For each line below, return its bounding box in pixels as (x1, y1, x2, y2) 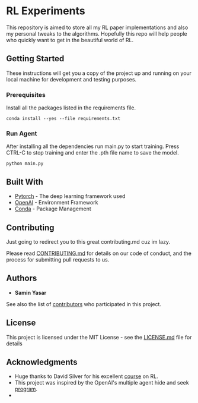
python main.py (6, 160, 44, 167)
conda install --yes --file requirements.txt (6, 116, 120, 122)
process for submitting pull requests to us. (6, 256, 110, 263)
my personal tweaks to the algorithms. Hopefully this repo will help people (6, 30, 188, 37)
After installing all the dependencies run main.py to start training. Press (6, 143, 180, 150)
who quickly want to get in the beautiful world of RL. (6, 36, 134, 43)
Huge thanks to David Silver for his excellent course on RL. (14, 373, 158, 380)
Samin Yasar (14, 289, 47, 296)
